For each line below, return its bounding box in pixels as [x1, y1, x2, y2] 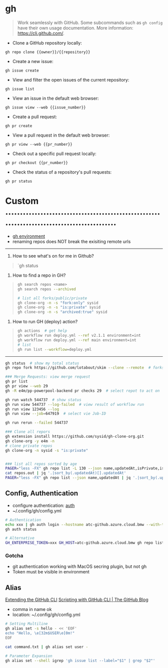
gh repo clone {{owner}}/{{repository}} [5, 50, 91, 55]
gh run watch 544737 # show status [5, 397, 81, 402]
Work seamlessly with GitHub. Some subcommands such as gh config [17, 20, 163, 26]
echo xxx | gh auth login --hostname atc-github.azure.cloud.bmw [5, 522, 144, 527]
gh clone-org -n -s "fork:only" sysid [17, 300, 98, 305]
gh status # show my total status [5, 361, 79, 366]
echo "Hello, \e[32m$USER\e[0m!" [5, 631, 75, 636]
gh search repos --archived [17, 286, 76, 292]
